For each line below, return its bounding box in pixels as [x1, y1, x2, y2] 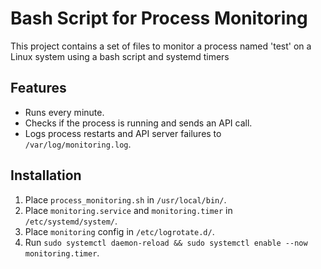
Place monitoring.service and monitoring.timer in [24, 204, 233, 216]
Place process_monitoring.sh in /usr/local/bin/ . [24, 193, 227, 206]
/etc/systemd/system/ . [24, 215, 118, 227]
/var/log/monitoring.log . [24, 138, 132, 150]
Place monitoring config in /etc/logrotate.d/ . [24, 225, 215, 237]
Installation [10, 167, 82, 184]
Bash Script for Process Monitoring [10, 7, 308, 30]
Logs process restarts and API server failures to [24, 127, 222, 139]
